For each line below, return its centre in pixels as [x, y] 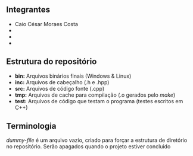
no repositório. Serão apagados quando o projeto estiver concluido [88, 147]
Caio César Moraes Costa [46, 24]
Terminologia [31, 126]
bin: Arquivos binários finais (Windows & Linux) [73, 76]
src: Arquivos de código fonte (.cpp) [60, 88]
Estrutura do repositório [52, 62]
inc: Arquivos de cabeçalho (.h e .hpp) [62, 82]
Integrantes [28, 10]
